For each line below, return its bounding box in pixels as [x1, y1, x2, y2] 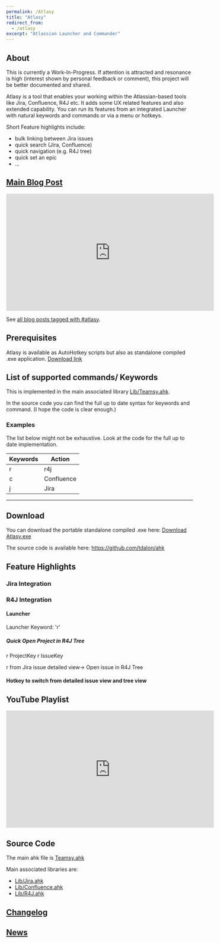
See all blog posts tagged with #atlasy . [6, 316, 101, 323]
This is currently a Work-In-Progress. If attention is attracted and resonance [6, 68, 192, 76]
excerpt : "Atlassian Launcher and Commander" [6, 31, 120, 37]
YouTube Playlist [6, 694, 69, 704]
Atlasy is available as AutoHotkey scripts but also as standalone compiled [6, 349, 186, 356]
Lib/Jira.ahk [14, 878, 44, 885]
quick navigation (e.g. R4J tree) [14, 147, 92, 155]
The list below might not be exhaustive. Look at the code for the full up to [6, 434, 185, 441]
